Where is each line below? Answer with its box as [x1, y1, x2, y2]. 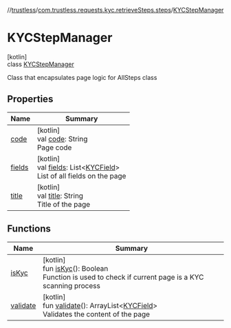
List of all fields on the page [36, 171, 126, 181]
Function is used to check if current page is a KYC [42, 272, 204, 282]
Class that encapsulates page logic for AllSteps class [7, 73, 157, 81]
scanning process [42, 280, 101, 290]
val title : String [36, 191, 84, 201]
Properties [7, 93, 54, 105]
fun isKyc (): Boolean [42, 263, 109, 273]
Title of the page [36, 199, 91, 209]
